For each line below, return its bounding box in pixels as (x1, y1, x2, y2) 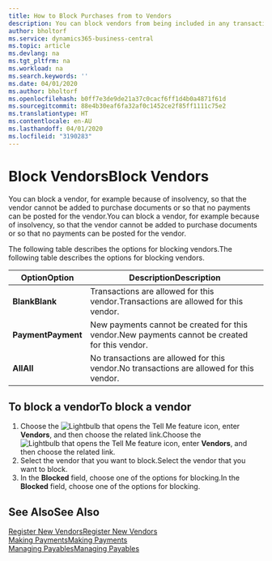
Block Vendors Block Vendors (8, 167, 209, 185)
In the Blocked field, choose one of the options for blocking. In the (19, 473, 240, 482)
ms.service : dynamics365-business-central (8, 34, 154, 43)
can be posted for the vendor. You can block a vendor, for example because (8, 211, 260, 221)
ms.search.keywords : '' (8, 72, 89, 80)
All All (12, 362, 34, 373)
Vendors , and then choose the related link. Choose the (19, 430, 202, 440)
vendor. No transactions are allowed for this (90, 362, 254, 373)
